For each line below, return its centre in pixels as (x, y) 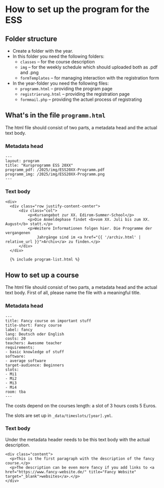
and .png (29, 72)
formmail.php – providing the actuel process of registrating (81, 99)
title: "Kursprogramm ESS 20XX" (39, 166)
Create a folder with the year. (43, 51)
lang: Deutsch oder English (35, 334)
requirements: (20, 347)
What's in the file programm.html (56, 115)
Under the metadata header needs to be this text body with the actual (78, 439)
